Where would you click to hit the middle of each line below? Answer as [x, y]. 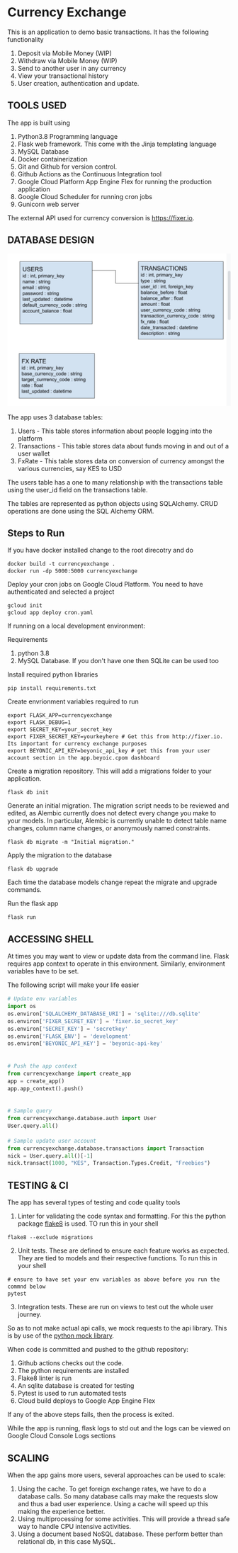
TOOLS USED [37, 106]
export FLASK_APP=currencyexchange [60, 716]
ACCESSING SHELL [51, 939]
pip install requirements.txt [52, 689]
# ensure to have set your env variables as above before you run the [114, 1280]
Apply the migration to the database [59, 855]
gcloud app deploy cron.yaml [50, 613]
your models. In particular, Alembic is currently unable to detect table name [117, 821]
